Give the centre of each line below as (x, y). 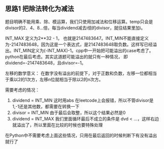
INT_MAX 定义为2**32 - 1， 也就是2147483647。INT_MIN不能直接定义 (77, 38)
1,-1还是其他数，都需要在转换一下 (46, 106)
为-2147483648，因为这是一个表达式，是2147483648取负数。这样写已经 (79, 44)
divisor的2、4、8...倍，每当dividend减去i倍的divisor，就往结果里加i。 (75, 28)
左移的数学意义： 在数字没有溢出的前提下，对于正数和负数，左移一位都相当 (81, 73)
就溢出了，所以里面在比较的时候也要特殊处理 (57, 125)
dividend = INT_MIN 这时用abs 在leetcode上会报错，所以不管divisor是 (83, 100)
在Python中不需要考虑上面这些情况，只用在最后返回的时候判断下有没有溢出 (81, 135)
